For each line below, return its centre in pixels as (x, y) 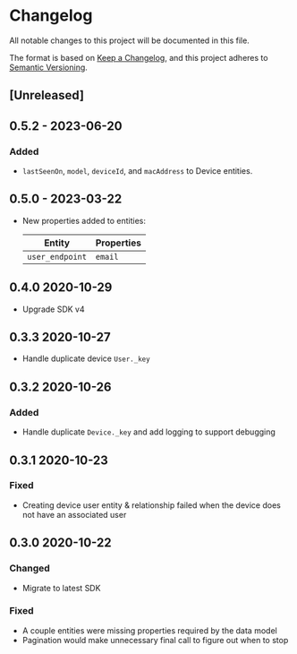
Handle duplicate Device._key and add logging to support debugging (148, 432)
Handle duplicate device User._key (86, 358)
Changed (30, 568)
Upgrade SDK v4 (53, 309)
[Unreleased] (47, 95)
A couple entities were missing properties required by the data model (149, 630)
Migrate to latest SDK (61, 588)
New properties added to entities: (84, 220)
